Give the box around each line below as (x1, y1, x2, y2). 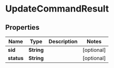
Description (48, 38, 78, 45)
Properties (5, 23, 40, 32)
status (8, 55, 24, 61)
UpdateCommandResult (5, 3, 109, 15)
